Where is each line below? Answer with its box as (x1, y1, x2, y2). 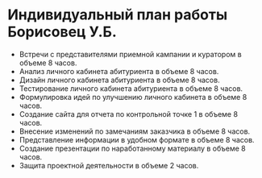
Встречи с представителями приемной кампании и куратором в (19, 49, 243, 59)
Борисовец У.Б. (7, 23, 118, 41)
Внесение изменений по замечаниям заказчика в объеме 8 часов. (19, 126, 251, 136)
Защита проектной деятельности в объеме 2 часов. (19, 160, 199, 170)
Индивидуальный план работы (7, 6, 227, 24)
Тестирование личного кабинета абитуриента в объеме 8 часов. (19, 83, 243, 93)
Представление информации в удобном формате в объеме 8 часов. (19, 135, 255, 144)
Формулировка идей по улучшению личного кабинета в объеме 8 (19, 92, 247, 101)
